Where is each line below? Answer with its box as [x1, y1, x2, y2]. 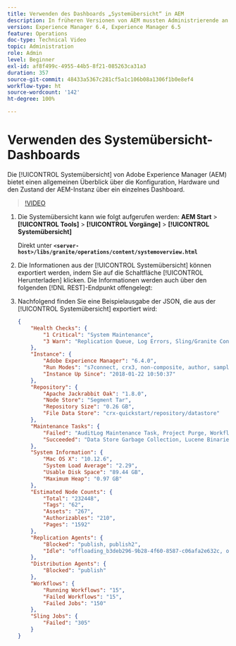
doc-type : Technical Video [7, 37, 87, 44]
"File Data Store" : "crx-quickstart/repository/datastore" [43, 410, 220, 417]
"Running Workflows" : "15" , [43, 586, 125, 594]
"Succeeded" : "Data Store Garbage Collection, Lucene [43, 436, 204, 443]
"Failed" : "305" [43, 619, 91, 627]
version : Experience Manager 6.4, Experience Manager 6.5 [7, 23, 181, 30]
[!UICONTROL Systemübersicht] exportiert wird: [17, 304, 157, 313]
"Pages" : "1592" [43, 521, 91, 528]
